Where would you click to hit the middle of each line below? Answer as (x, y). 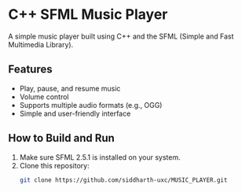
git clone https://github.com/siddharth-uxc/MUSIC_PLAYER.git (123, 180)
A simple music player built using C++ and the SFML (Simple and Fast (121, 36)
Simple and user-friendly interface (75, 113)
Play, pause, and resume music (70, 88)
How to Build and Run (62, 138)
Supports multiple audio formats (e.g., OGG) (91, 105)
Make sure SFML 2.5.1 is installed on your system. (100, 157)
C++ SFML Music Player (88, 15)
